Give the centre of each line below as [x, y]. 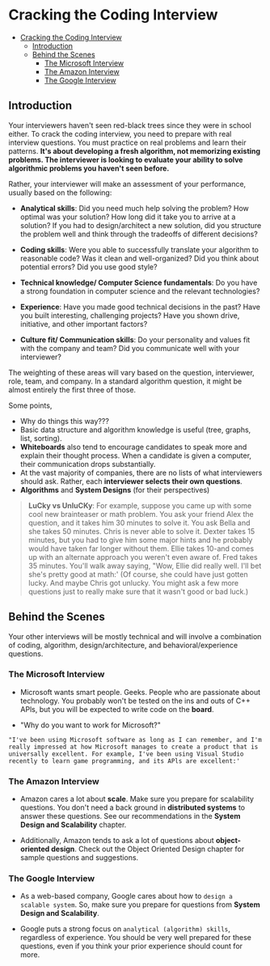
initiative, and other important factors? [84, 324]
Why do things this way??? [64, 421]
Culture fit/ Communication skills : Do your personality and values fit [135, 339]
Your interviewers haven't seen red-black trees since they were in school [130, 125]
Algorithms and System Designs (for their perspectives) [115, 489]
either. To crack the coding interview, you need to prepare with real [120, 133]
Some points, [30, 405]
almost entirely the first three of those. [72, 389]
